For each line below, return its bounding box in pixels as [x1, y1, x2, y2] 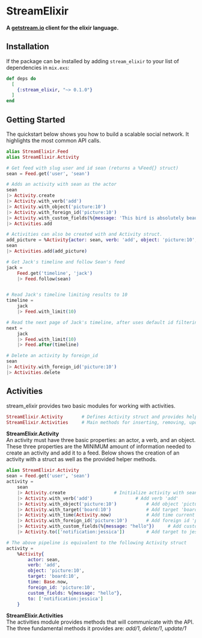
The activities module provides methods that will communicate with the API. [6, 618, 194, 626]
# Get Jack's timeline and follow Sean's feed [6, 259, 125, 265]
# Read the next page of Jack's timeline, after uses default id [6, 319, 173, 325]
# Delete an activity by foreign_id [6, 353, 98, 359]
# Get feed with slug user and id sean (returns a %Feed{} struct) [6, 165, 179, 171]
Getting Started [6, 114, 66, 124]
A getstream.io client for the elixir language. [6, 24, 119, 31]
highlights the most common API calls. [6, 136, 101, 144]
